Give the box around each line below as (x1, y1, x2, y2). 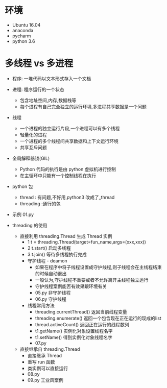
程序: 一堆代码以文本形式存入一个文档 (12, 75, 91, 82)
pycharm (12, 33, 31, 39)
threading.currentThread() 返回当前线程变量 (35, 308, 127, 314)
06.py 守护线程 (35, 296, 67, 302)
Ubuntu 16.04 (12, 21, 41, 28)
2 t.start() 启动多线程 (27, 245, 71, 251)
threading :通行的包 (19, 200, 61, 207)
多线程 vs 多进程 (5, 58, 74, 69)
